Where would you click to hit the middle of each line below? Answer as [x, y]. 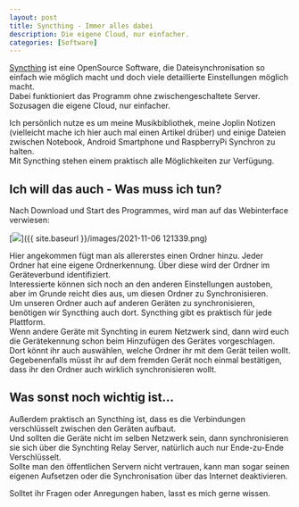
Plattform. [27, 322]
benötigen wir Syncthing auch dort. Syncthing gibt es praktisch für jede [141, 312]
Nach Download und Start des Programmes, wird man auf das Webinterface [149, 211]
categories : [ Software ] [54, 42]
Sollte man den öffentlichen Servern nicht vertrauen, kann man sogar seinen [149, 466]
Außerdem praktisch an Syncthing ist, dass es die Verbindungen [127, 419]
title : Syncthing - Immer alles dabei [81, 26]
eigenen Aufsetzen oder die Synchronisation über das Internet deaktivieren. [149, 476]
